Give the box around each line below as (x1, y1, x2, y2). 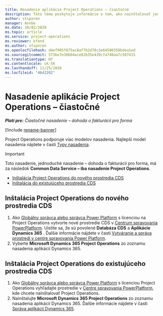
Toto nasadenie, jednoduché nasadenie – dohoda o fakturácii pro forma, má (5, 160, 157, 166)
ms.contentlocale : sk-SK (5, 61, 55, 66)
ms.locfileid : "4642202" (5, 70, 55, 75)
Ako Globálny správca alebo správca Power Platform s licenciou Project (12, 280, 155, 286)
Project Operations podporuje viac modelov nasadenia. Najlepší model (5, 136, 146, 142)
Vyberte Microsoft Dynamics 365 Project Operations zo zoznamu (12, 240, 146, 246)
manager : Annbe (5, 20, 36, 26)
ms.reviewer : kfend (5, 39, 45, 44)
